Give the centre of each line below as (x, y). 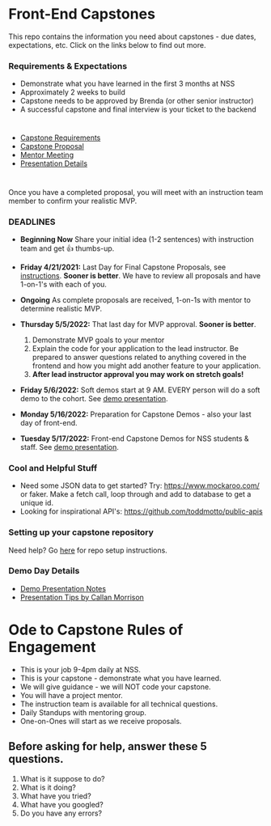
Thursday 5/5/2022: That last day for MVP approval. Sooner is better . (138, 324)
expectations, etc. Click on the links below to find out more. (107, 44)
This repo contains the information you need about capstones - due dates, (132, 36)
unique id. (37, 503)
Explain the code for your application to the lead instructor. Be (135, 348)
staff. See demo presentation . (70, 447)
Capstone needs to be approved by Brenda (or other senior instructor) (137, 101)
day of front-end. (49, 422)
